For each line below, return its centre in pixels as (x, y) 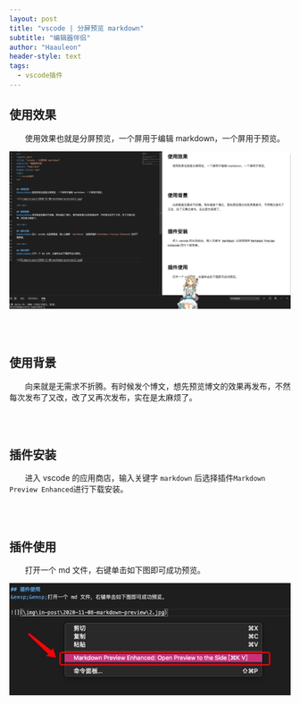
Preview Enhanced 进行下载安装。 (69, 489)
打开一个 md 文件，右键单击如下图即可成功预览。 (115, 570)
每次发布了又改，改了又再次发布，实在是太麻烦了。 (103, 397)
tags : (19, 66)
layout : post (33, 19)
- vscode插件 (40, 76)
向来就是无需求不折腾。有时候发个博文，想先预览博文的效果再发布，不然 (158, 386)
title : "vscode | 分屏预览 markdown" (77, 28)
